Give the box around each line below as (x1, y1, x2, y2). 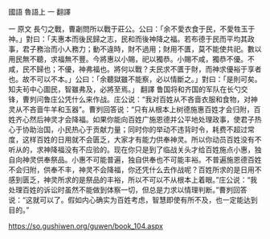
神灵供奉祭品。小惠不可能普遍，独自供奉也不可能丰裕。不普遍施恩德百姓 (22, 155, 262, 164)
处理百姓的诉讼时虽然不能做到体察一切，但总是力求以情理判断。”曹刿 (8, 185, 234, 195)
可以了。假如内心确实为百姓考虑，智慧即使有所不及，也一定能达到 (39, 196, 259, 204)
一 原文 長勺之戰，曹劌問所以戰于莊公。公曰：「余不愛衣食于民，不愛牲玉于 (8, 24, 256, 34)
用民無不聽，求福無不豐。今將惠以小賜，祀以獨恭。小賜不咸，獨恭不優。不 (8, 55, 255, 64)
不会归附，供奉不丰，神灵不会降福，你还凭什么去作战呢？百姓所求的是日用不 (8, 165, 262, 175)
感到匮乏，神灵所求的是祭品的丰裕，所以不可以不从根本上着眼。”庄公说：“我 (8, 175, 258, 184)
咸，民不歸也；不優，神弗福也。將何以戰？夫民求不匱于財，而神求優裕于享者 (8, 64, 262, 74)
